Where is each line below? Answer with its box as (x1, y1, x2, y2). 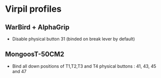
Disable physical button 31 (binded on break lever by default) (12, 36, 136, 42)
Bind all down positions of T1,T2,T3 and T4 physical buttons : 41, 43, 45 (12, 63, 157, 69)
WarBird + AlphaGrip (5, 23, 69, 31)
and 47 (12, 68, 27, 74)
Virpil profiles (5, 3, 62, 15)
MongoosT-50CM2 (5, 50, 65, 58)
